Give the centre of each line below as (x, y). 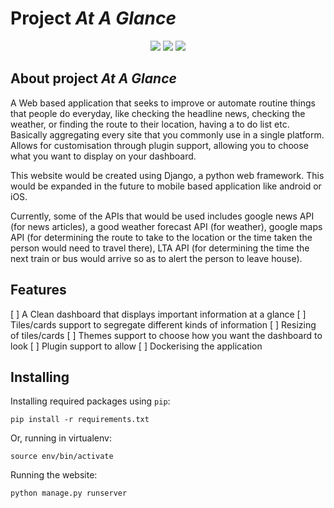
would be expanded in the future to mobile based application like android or (166, 186)
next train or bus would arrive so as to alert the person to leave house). (156, 258)
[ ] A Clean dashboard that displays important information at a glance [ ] (158, 314)
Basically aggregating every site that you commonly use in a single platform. (167, 134)
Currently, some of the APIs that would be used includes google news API (162, 216)
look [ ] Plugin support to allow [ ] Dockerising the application (136, 346)
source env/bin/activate (62, 457)
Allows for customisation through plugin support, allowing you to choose (159, 145)
